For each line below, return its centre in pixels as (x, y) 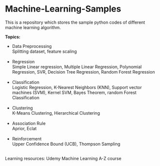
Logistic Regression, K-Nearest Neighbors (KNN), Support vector (77, 87)
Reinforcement (27, 138)
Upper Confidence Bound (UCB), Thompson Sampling (66, 144)
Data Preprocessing (32, 46)
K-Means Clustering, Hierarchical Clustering (56, 113)
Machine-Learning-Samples (63, 9)
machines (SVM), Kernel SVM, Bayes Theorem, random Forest (74, 92)
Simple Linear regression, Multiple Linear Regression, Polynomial (77, 67)
